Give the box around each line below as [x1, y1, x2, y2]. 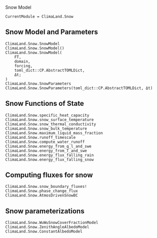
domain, [14, 59, 30, 64]
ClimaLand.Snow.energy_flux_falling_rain [5, 152, 94, 157]
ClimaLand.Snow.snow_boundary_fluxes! [5, 184, 87, 189]
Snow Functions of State [5, 99, 85, 108]
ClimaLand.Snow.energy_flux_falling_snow [5, 157, 94, 162]
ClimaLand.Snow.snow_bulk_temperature [5, 126, 87, 131]
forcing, [14, 63, 33, 68]
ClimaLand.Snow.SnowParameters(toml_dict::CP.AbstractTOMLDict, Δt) [5, 86, 153, 91]
